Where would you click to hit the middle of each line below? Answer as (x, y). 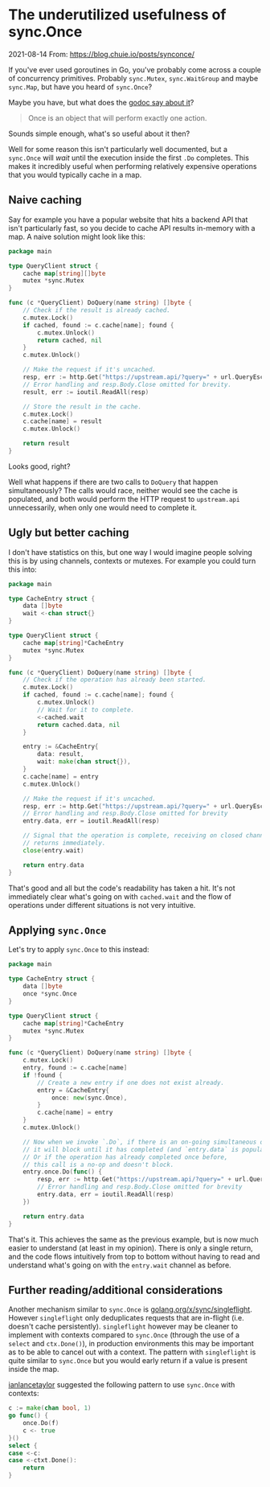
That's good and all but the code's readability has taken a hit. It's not (122, 888)
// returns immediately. (64, 843)
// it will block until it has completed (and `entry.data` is (131, 1149)
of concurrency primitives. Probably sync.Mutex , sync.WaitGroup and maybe (133, 78)
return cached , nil (70, 340)
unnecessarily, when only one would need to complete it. (103, 507)
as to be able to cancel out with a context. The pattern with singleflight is (132, 1352)
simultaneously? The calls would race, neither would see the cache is (123, 490)
